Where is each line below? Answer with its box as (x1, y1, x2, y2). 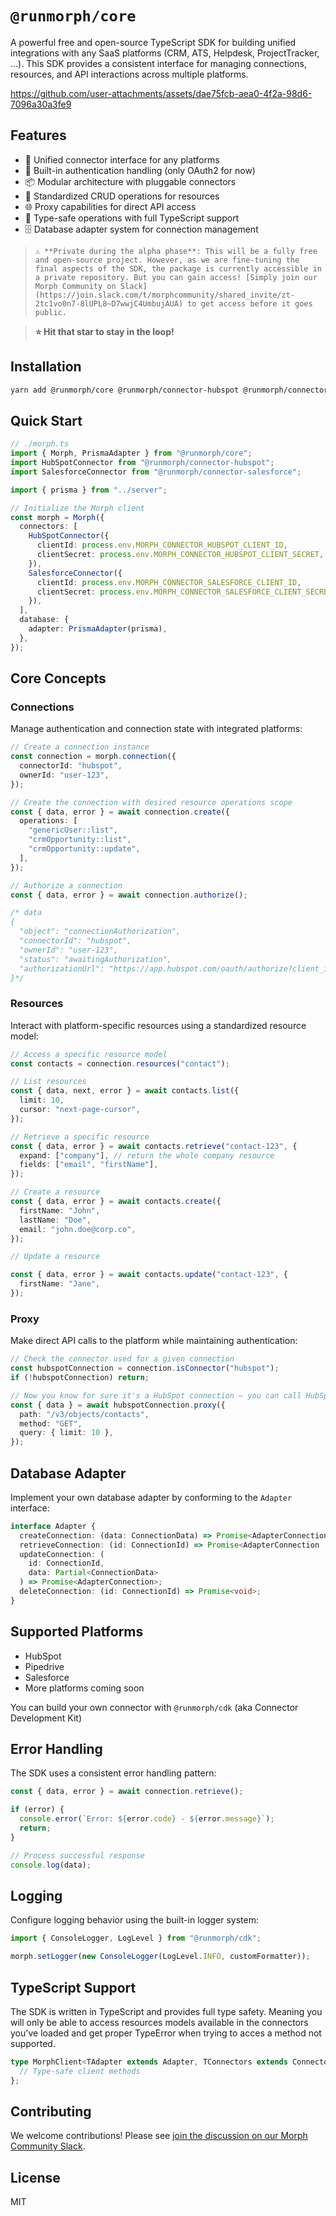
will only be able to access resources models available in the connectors (10, 2016, 309, 2028)
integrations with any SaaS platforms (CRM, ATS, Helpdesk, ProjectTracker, (10, 47, 320, 59)
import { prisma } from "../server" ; (10, 485, 168, 495)
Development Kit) (10, 1712, 83, 1724)
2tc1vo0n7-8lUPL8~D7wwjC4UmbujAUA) (34, 298, 184, 309)
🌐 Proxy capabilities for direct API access (24, 200, 197, 212)
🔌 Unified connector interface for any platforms (24, 153, 220, 166)
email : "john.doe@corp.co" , (19, 1224, 137, 1234)
